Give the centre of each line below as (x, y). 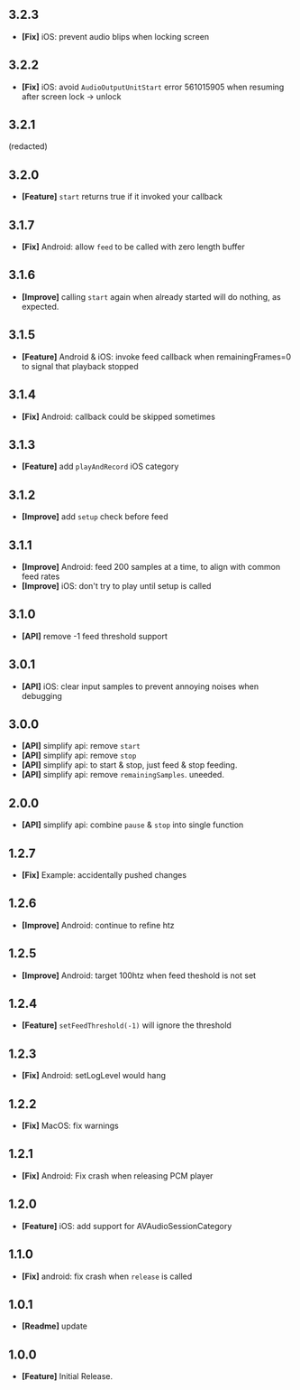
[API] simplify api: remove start (81, 746)
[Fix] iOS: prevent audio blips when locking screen (115, 36)
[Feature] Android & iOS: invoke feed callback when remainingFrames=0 (156, 357)
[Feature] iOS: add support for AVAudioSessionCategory (127, 1226)
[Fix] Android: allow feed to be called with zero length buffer (133, 247)
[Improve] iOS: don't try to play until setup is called (116, 585)
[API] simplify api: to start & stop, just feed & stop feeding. (129, 765)
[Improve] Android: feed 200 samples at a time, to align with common (151, 566)
